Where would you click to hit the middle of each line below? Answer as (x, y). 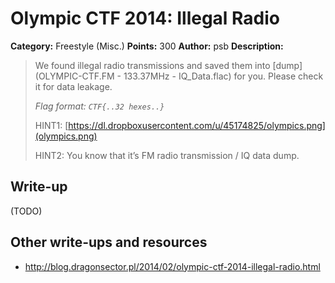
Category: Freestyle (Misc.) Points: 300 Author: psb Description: (147, 46)
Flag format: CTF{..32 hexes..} (99, 106)
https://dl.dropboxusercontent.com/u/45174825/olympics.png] (197, 125)
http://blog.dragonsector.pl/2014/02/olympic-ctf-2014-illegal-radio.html (172, 266)
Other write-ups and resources (109, 242)
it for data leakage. (73, 86)
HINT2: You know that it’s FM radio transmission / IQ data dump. (167, 155)
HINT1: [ (51, 125)
